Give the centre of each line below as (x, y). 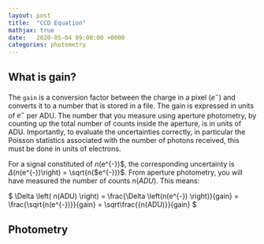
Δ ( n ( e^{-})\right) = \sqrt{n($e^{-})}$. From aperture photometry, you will (125, 173)
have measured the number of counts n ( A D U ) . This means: (104, 181)
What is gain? (43, 77)
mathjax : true (32, 30)
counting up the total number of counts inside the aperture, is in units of (125, 124)
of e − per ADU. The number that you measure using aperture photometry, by (132, 114)
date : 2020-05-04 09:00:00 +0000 (67, 38)
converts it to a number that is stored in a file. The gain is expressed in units (131, 105)
